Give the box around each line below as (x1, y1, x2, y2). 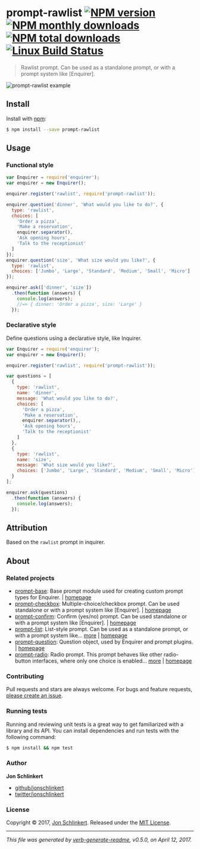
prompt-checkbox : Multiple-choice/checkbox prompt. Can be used (14, 600, 180, 607)
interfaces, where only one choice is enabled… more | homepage (32, 657, 192, 664)
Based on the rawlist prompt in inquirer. (6, 538, 105, 546)
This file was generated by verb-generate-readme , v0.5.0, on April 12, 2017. (6, 836, 192, 844)
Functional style (6, 161, 54, 169)
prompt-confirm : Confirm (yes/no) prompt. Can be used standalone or (14, 612, 187, 620)
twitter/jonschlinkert (14, 790, 64, 798)
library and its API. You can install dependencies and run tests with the (6, 727, 179, 734)
